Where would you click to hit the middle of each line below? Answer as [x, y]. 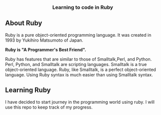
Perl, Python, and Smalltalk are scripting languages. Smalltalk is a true [76, 64]
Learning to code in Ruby [83, 7]
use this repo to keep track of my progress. [49, 107]
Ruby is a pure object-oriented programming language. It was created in [78, 35]
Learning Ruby [28, 90]
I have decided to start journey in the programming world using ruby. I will [80, 102]
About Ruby [24, 23]
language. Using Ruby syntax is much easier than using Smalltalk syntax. [79, 74]
